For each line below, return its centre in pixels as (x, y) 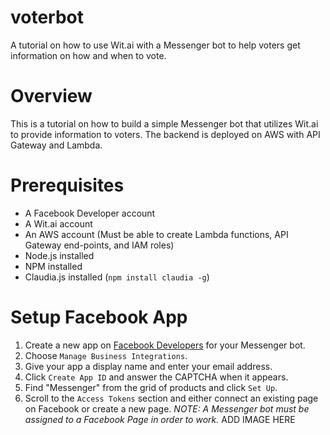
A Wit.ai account (58, 223)
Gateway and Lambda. (56, 145)
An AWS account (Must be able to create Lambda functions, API (156, 234)
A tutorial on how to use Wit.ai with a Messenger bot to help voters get (155, 45)
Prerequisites (67, 185)
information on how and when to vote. (88, 55)
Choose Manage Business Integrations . (106, 355)
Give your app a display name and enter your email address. (148, 366)
